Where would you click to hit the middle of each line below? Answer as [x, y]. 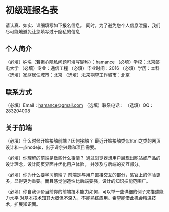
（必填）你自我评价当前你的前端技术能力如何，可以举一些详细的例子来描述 [82, 192]
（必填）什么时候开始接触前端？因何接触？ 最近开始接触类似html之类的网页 [83, 141]
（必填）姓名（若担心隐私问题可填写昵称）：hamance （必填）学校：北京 [80, 62]
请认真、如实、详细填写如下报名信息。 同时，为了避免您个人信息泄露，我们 [83, 25]
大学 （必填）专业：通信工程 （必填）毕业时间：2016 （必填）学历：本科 [84, 68]
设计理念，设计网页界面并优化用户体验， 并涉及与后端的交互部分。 [74, 164]
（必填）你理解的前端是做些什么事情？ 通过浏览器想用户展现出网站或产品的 [83, 158]
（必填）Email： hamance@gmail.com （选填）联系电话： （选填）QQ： [80, 105]
